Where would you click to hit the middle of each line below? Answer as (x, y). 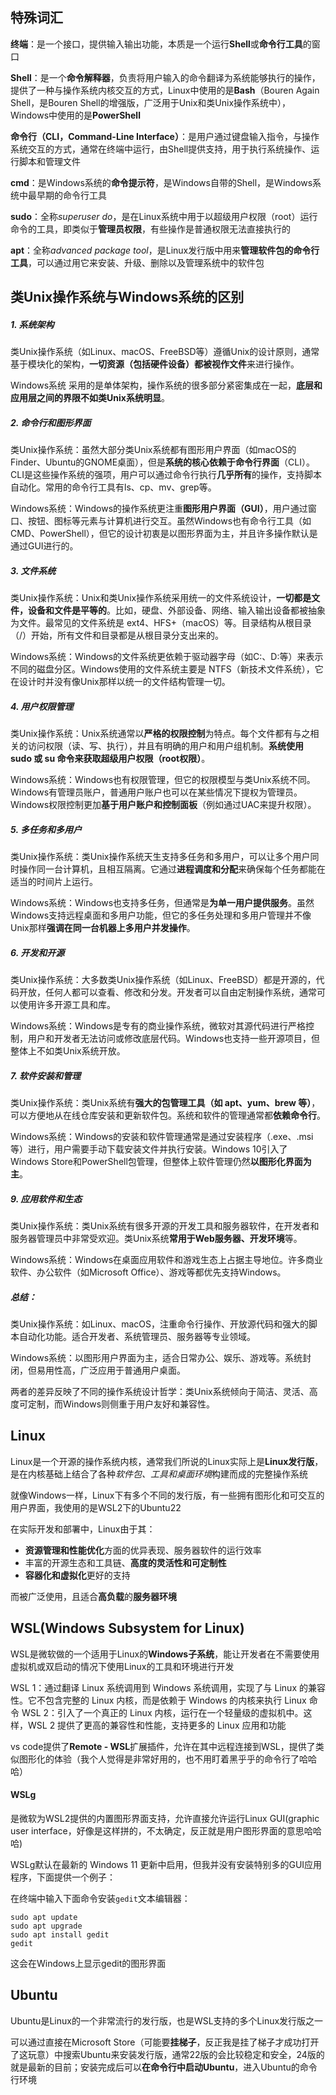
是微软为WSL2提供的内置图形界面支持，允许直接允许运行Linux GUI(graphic (165, 1818)
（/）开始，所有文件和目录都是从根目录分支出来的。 (117, 635)
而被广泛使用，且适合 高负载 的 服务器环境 (93, 1596)
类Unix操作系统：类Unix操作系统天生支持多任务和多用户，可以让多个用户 (160, 857)
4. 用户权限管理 (42, 706)
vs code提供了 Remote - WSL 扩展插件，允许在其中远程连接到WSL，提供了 (163, 1746)
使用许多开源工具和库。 (67, 1005)
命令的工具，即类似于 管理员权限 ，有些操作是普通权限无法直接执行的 (150, 229)
